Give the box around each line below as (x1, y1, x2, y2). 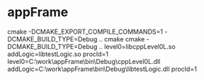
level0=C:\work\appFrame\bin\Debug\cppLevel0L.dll (7, 57, 161, 65)
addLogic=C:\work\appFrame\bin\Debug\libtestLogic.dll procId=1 (7, 65, 197, 73)
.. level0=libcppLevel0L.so (98, 42, 176, 51)
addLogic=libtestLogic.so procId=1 (7, 50, 108, 58)
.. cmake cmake (98, 34, 145, 43)
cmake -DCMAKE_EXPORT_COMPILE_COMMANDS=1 (7, 27, 163, 36)
